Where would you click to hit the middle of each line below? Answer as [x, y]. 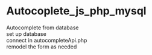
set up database [26, 33]
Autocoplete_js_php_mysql [76, 11]
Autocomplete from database [43, 27]
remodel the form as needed [42, 47]
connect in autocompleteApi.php [47, 40]
